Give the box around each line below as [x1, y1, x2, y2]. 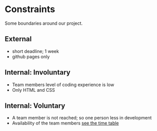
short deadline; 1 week [12, 48, 59, 54]
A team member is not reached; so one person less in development [12, 115, 152, 121]
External [5, 35, 32, 43]
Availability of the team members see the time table [12, 120, 119, 126]
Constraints [5, 4, 56, 15]
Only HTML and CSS [12, 87, 55, 93]
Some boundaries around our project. [5, 20, 83, 26]
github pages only [12, 53, 50, 59]
